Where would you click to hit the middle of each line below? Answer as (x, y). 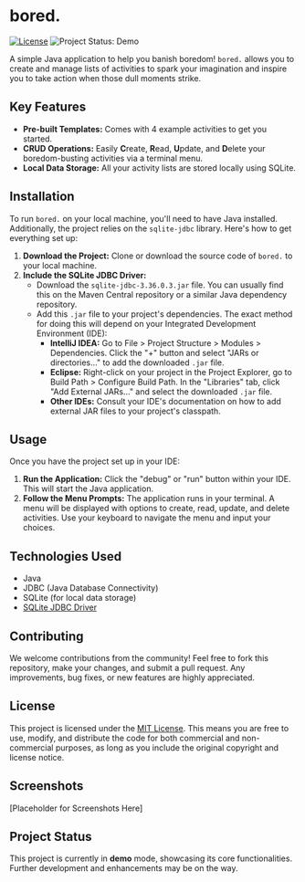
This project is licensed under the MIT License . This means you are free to (149, 728)
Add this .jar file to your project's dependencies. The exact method (164, 314)
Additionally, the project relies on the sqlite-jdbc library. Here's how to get (151, 228)
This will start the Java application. (88, 488)
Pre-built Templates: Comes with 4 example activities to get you (145, 129)
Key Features (48, 107)
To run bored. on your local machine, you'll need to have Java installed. (144, 218)
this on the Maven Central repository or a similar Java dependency (162, 294)
